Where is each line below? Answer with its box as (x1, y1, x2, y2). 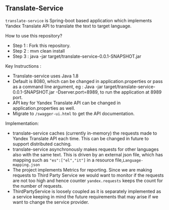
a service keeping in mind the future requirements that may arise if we (12, 193, 158, 199)
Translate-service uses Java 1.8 (12, 73, 79, 79)
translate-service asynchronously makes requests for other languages (12, 146, 159, 152)
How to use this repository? (5, 32, 63, 38)
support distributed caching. (12, 141, 72, 147)
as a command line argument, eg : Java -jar (12, 83, 103, 90)
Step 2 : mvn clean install (12, 48, 65, 54)
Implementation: (5, 120, 39, 126)
